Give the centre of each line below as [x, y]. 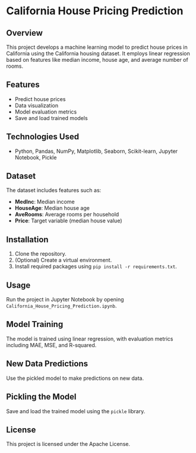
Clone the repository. [40, 254]
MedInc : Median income [45, 202]
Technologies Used [42, 137]
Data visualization [37, 105]
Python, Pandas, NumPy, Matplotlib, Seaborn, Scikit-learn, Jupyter [96, 151]
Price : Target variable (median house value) [68, 221]
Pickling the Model [41, 397]
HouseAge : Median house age [52, 208]
